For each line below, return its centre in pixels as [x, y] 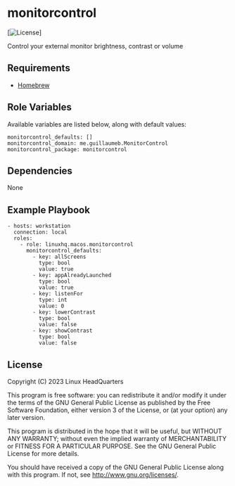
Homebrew [33, 85]
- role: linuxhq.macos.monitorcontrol [77, 245]
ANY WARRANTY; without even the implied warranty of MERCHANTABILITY [117, 439]
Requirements [39, 68]
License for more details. [43, 454]
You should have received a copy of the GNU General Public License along [115, 467]
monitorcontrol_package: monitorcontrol [68, 149]
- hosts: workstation [39, 226]
